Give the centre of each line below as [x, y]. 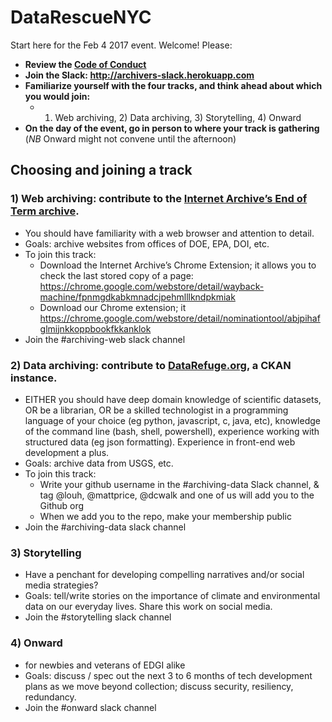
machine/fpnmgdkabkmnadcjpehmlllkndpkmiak [137, 297]
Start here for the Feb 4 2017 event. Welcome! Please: [121, 45]
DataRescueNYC [81, 17]
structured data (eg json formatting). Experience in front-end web [160, 442]
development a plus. [67, 452]
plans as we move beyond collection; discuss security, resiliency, [159, 686]
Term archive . [45, 211]
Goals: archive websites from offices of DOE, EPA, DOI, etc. [147, 243]
